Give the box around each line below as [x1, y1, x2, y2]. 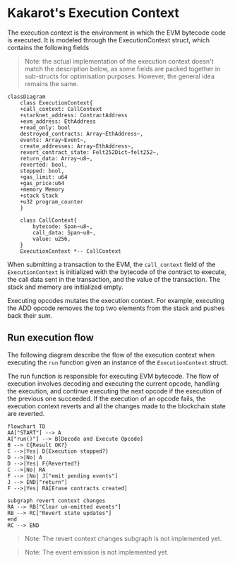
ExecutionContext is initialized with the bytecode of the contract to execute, [7, 267, 227, 276]
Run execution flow [7, 332, 94, 344]
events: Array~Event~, [20, 136, 87, 143]
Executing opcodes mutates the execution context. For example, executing [7, 296, 224, 304]
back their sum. [7, 311, 53, 319]
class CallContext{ [20, 217, 78, 224]
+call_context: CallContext [20, 105, 102, 112]
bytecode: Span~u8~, [32, 223, 93, 230]
